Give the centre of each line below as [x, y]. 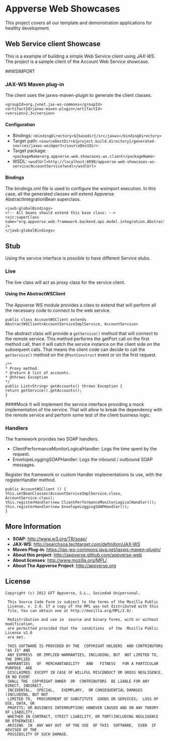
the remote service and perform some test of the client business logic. [78, 415]
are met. [17, 637]
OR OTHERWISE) [20, 721]
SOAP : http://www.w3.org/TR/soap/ [50, 539]
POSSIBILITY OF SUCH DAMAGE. [38, 734]
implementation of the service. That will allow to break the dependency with [84, 409]
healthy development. [28, 28]
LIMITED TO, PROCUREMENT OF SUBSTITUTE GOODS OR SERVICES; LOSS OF [83, 699]
